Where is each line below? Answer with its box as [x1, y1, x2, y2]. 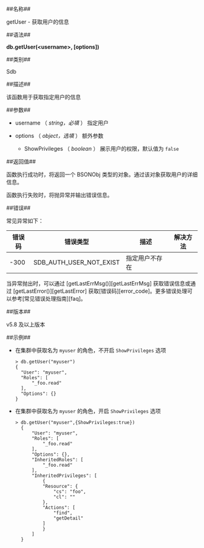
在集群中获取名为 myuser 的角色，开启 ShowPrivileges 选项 [15, 408, 161, 414]
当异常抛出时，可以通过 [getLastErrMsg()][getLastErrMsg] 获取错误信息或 [6, 280, 191, 287]
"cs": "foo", [53, 488, 86, 495]
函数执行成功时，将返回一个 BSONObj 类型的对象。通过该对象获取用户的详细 [6, 171, 198, 178]
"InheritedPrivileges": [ [31, 473, 97, 479]
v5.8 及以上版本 [6, 321, 46, 328]
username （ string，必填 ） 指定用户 [15, 119, 109, 126]
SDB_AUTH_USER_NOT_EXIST [33, 258, 120, 266]
